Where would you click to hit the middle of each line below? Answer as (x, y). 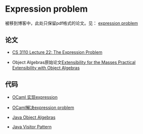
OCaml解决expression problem (43, 107)
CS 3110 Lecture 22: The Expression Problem (57, 52)
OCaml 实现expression (35, 97)
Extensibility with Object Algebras (46, 67)
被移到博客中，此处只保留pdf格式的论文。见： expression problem (71, 23)
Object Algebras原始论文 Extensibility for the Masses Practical (74, 62)
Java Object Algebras (34, 117)
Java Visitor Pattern (32, 127)
